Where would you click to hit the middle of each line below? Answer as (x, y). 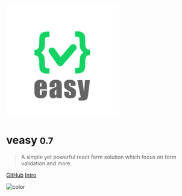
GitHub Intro (21, 175)
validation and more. (46, 163)
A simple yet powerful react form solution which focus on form (99, 157)
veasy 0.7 (30, 140)
